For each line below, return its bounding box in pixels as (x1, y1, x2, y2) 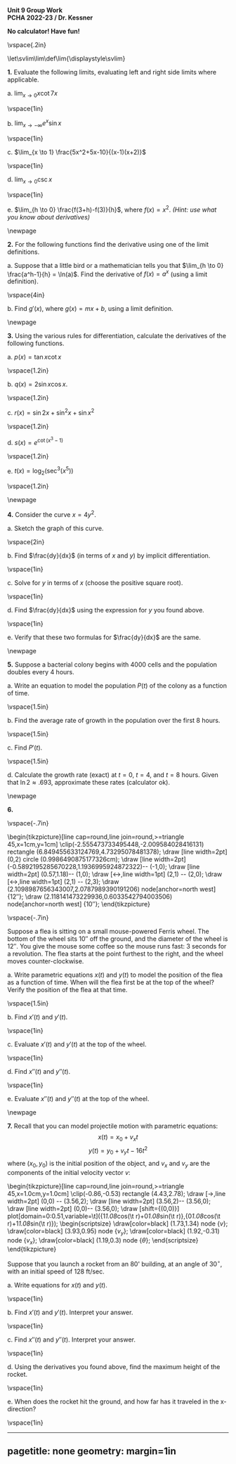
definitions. (7, 248, 40, 256)
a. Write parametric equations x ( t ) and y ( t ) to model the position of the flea (7, 970, 223, 979)
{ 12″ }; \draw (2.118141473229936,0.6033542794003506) (7, 892, 173, 901)
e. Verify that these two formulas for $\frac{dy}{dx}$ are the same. (7, 633, 202, 641)
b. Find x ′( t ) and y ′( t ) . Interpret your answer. (7, 1308, 133, 1316)
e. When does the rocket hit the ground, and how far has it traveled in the (7, 1397, 219, 1406)
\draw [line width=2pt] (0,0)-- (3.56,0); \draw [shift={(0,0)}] (7, 1204, 180, 1212)
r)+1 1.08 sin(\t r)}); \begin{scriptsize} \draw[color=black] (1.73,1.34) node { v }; (7, 1219, 228, 1228)
